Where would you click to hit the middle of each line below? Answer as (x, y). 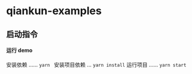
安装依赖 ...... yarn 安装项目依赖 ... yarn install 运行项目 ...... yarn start (96, 65)
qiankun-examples (54, 11)
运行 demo (19, 50)
